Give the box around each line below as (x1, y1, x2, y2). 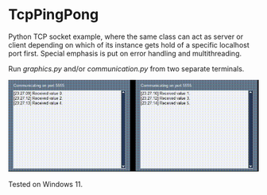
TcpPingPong (8, 6, 99, 24)
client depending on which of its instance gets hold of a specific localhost (8, 40, 250, 49)
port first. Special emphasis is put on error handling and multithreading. (8, 48, 242, 58)
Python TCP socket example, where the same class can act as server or (8, 32, 244, 41)
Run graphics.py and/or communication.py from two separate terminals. (8, 63, 245, 73)
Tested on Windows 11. (8, 180, 83, 189)
